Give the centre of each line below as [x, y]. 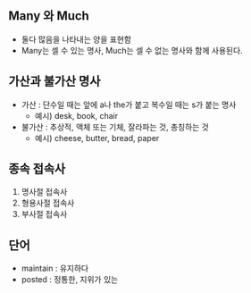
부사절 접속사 [44, 214]
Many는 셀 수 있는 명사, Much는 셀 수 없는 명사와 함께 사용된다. [132, 50]
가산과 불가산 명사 [54, 82]
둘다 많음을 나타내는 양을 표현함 [76, 39]
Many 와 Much [49, 16]
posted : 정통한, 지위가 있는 [70, 280]
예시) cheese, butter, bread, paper [97, 138]
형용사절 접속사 [48, 203]
